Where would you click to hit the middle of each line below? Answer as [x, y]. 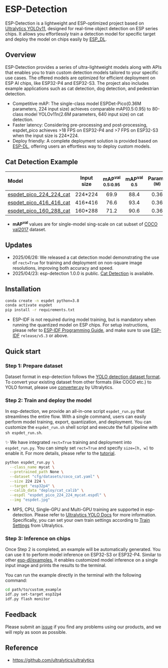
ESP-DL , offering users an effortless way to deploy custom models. [81, 146]
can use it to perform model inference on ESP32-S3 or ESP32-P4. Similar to [83, 555]
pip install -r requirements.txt [40, 310]
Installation [23, 289]
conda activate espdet [29, 305]
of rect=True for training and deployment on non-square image [77, 263]
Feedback [21, 615]
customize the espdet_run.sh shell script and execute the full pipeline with [81, 427]
